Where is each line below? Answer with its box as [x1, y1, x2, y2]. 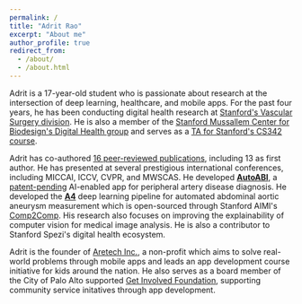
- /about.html [17, 64, 70, 73]
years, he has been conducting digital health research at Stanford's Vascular [9, 107, 293, 117]
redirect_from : [9, 47, 67, 56]
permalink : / [9, 13, 58, 22]
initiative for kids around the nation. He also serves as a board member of [9, 265, 281, 276]
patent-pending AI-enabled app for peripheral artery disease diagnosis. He [9, 181, 288, 192]
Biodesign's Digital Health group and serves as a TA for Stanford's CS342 [9, 126, 283, 136]
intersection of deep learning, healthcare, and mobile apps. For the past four [9, 97, 292, 108]
